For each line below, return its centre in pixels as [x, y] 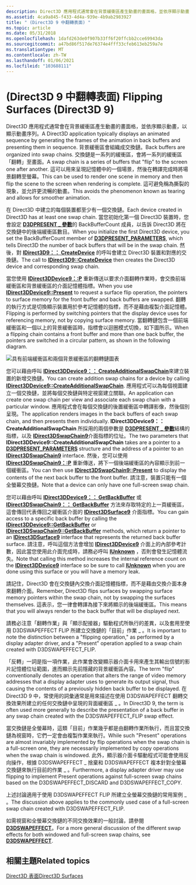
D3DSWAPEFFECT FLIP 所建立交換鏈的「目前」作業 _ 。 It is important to [99, 630]
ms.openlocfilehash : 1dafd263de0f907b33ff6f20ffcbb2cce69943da [85, 39]
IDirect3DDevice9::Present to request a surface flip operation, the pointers [97, 293]
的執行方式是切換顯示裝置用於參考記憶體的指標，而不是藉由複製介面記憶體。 [98, 307]
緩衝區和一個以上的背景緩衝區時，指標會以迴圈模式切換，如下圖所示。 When [97, 328]
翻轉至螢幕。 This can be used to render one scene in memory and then [97, 177]
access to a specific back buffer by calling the [62, 519]
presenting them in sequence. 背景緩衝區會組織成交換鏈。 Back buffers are [96, 147]
